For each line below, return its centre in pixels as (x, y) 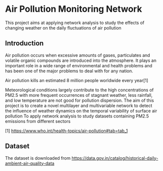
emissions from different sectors (38, 121)
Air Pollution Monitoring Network (74, 9)
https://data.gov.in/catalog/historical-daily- (115, 158)
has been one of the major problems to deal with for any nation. (69, 71)
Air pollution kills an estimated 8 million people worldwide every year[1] (77, 80)
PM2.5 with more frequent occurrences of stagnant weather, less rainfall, (79, 95)
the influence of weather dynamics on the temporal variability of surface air (81, 111)
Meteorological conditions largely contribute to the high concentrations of (80, 90)
